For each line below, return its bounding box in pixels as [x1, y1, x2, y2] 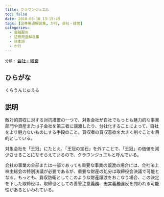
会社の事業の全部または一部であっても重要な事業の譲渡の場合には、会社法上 [5, 162, 159, 168]
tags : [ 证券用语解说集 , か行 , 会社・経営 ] [5, 21, 83, 26]
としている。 [9, 135, 35, 141]
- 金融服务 [9, 30, 29, 35]
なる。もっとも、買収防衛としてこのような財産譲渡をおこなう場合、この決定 [5, 174, 160, 180]
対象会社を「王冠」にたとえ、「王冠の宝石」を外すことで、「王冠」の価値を [5, 146, 155, 152]
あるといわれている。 [13, 187, 56, 193]
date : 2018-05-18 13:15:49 [5, 16, 60, 21]
